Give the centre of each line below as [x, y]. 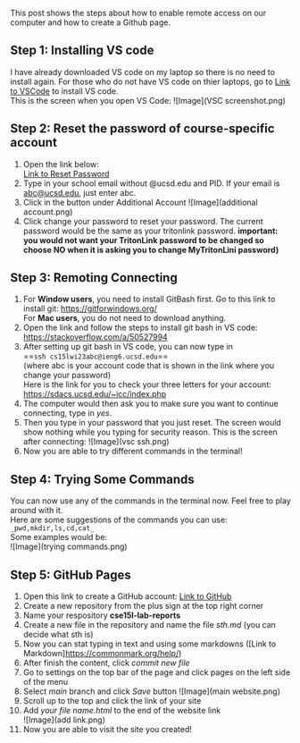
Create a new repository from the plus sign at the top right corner [143, 606]
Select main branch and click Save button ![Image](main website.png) [151, 691]
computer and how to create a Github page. [90, 22]
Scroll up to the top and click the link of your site [112, 701]
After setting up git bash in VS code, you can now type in [128, 347]
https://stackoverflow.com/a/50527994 [95, 337]
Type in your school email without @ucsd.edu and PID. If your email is [151, 183]
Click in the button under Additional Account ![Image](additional [140, 202]
